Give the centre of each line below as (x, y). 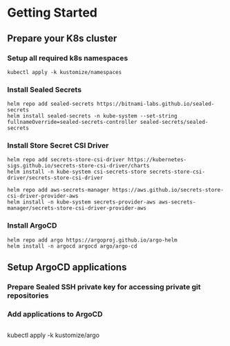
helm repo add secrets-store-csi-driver (66, 160)
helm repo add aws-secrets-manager (58, 190)
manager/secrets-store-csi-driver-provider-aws (77, 208)
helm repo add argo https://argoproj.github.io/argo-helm (92, 240)
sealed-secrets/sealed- (174, 122)
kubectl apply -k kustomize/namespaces (65, 72)
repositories (28, 295)
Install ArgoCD (32, 226)
